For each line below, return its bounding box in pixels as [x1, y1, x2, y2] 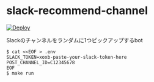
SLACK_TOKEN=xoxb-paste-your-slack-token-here [6, 54, 127, 60]
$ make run [6, 70, 34, 76]
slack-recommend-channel [6, 4, 148, 18]
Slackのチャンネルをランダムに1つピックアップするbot [6, 36, 143, 43]
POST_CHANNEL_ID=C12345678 [6, 59, 75, 65]
